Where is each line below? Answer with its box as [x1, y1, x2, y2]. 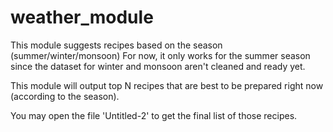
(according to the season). [10, 90, 120, 102]
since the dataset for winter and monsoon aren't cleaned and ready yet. [10, 60, 306, 72]
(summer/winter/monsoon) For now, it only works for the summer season [10, 49, 311, 61]
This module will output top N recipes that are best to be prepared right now [10, 79, 324, 91]
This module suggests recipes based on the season [10, 39, 223, 51]
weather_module [10, 6, 154, 29]
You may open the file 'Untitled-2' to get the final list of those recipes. [10, 109, 298, 121]
